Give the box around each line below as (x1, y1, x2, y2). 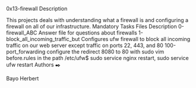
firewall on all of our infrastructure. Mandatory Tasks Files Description (6, 23, 177, 30)
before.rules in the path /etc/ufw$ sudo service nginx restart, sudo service (6, 55, 189, 61)
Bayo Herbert (6, 75, 39, 82)
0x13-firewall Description (6, 5, 68, 12)
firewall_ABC (6, 29, 37, 36)
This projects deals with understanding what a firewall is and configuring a (6, 17, 189, 23)
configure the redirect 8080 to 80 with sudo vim (46, 48, 165, 55)
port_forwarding (6, 48, 46, 55)
